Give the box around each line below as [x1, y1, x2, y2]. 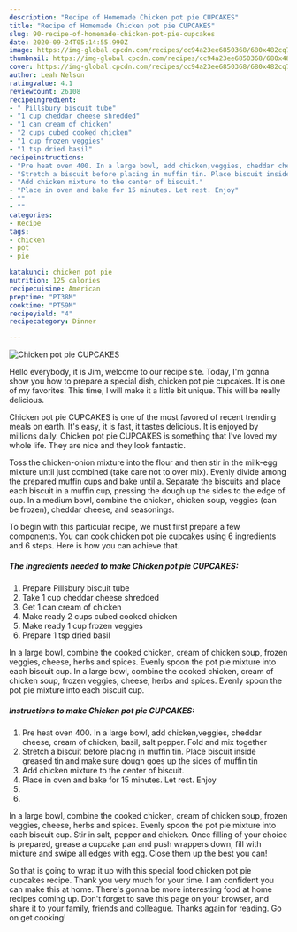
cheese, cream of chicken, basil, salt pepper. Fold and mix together [21, 737, 268, 748]
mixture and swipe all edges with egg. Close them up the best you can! [9, 848, 268, 859]
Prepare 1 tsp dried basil [21, 630, 110, 641]
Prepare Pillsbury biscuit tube [21, 583, 130, 594]
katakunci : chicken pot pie [9, 268, 113, 277]
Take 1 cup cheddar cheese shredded [21, 593, 160, 603]
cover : [9, 63, 34, 72]
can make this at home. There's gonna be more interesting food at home [9, 884, 272, 895]
